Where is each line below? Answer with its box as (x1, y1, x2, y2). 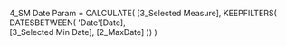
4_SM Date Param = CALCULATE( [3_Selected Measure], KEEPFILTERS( (9, 8, 278, 18)
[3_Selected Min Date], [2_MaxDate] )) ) (9, 27, 158, 37)
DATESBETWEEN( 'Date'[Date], (9, 17, 126, 28)
